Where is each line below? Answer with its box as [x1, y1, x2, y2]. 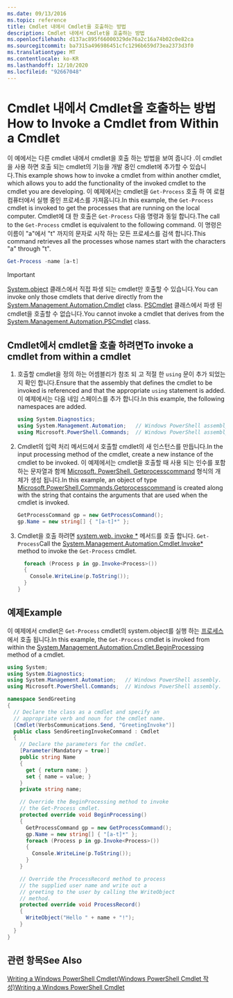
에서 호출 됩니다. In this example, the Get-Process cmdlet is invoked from [7, 635, 210, 643]
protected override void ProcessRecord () [19, 902, 141, 908]
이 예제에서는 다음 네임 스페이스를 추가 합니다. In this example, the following [17, 395, 225, 403]
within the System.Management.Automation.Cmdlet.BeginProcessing [7, 643, 205, 651]
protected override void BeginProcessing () [19, 811, 148, 819]
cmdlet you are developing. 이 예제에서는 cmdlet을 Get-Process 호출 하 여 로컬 [7, 187, 225, 196]
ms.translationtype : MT [7, 49, 76, 56]
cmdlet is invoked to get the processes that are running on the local [7, 204, 200, 212]
